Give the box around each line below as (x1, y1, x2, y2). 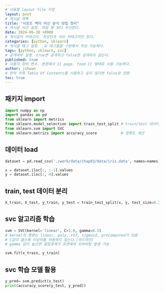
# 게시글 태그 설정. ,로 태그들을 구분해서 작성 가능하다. (5, 44, 105, 48)
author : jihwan (5, 67, 36, 71)
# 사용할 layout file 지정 (5, 7, 55, 12)
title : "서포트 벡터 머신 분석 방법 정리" (5, 21, 80, 26)
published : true (5, 57, 38, 62)
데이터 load (5, 145, 38, 154)
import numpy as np (5, 108, 45, 113)
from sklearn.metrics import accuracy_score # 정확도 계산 (5, 131, 144, 135)
